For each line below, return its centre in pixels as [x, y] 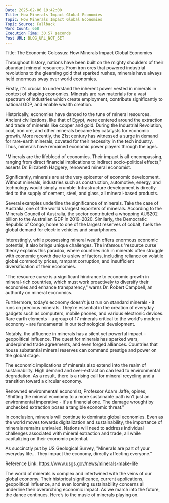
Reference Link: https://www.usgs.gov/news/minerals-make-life [72, 463]
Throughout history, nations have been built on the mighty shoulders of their [84, 62]
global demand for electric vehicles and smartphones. [61, 230]
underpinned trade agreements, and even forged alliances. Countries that [81, 344]
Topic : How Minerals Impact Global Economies [54, 19]
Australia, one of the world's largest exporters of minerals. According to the [84, 208]
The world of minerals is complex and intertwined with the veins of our [79, 473]
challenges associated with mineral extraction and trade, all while [73, 433]
